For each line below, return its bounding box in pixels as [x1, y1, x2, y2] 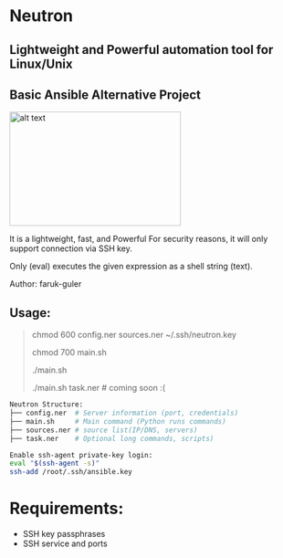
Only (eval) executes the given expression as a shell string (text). [9, 261, 253, 272]
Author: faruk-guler [9, 279, 82, 290]
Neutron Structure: [9, 400, 84, 409]
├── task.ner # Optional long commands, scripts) [9, 434, 215, 443]
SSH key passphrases [22, 529, 106, 540]
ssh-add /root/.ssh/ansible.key [9, 468, 132, 477]
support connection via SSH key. [9, 243, 132, 254]
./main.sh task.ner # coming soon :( [31, 383, 166, 394]
